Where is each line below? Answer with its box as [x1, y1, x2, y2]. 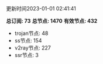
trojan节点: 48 [14, 30, 49, 37]
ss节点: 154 [14, 37, 42, 44]
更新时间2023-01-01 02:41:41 [6, 5, 76, 12]
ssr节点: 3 [14, 52, 39, 58]
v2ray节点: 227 [14, 44, 51, 51]
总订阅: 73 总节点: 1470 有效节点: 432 [6, 17, 98, 24]
